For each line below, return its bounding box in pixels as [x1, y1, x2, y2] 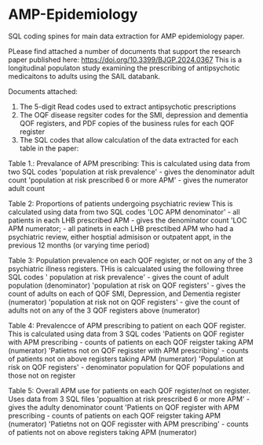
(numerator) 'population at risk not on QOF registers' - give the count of [8, 297, 240, 306]
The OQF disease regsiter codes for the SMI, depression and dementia [19, 110, 249, 119]
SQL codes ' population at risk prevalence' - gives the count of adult [8, 272, 229, 281]
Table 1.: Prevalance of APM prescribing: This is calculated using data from [8, 158, 250, 168]
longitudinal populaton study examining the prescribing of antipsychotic [8, 63, 241, 72]
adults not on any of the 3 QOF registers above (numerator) [8, 306, 200, 315]
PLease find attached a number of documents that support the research [8, 46, 241, 56]
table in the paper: [19, 143, 79, 153]
